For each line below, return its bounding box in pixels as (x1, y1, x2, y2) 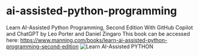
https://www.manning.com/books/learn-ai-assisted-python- (20, 36, 168, 43)
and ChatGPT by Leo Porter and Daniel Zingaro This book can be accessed (6, 30, 190, 37)
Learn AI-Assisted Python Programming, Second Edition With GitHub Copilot (6, 24, 193, 31)
